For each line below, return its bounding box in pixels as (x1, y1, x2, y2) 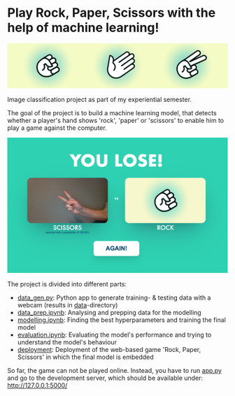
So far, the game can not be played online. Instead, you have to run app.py (7, 366, 222, 374)
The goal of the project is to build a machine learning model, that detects (7, 108, 217, 117)
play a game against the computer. (7, 124, 107, 132)
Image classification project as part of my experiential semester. (7, 95, 192, 103)
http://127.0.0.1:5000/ (7, 381, 68, 389)
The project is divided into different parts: (7, 279, 127, 288)
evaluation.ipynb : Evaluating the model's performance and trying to (17, 330, 212, 339)
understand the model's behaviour (17, 337, 117, 346)
